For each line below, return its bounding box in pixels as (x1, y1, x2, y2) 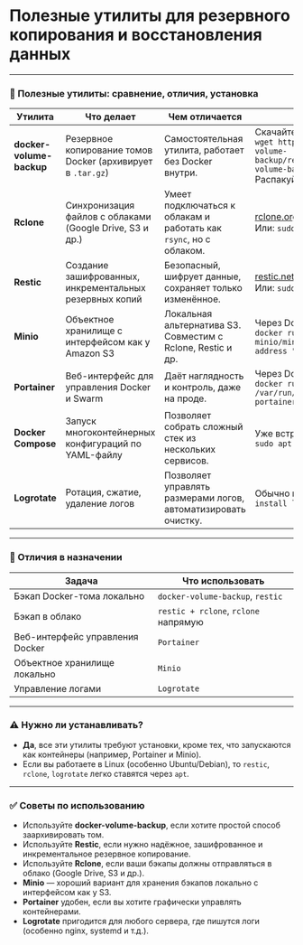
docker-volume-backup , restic (157, 589, 283, 602)
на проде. (163, 392, 207, 405)
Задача (64, 575, 98, 587)
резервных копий (65, 293, 142, 305)
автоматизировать (163, 503, 246, 516)
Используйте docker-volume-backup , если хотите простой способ (22, 819, 281, 831)
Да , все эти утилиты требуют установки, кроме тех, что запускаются (22, 739, 291, 750)
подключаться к (163, 200, 236, 212)
